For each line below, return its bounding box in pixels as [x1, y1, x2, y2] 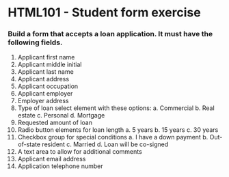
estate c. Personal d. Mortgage [17, 111, 105, 120]
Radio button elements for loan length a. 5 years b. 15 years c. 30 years [17, 126, 219, 134]
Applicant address [17, 75, 70, 83]
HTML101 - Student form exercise [8, 5, 201, 21]
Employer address [17, 97, 69, 105]
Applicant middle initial [17, 60, 82, 69]
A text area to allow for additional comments [17, 148, 142, 156]
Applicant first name [17, 53, 75, 62]
